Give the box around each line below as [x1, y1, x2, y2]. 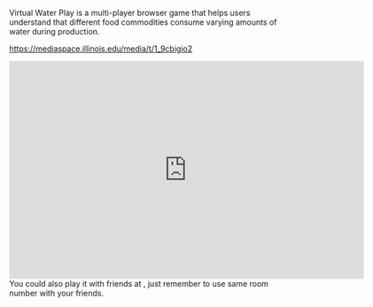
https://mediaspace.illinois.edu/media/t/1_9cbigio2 [9, 43, 193, 54]
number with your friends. [9, 288, 105, 298]
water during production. [9, 27, 100, 36]
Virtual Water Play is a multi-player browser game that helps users [9, 8, 251, 18]
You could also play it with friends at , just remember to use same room [9, 279, 268, 288]
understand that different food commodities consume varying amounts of [9, 17, 277, 27]
